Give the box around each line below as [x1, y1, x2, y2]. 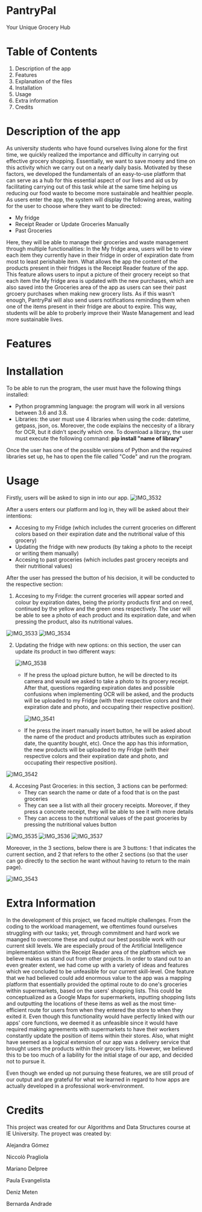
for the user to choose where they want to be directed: [6, 202, 142, 209]
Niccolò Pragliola [6, 1153, 49, 1161]
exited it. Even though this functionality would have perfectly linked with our [6, 1013, 195, 1020]
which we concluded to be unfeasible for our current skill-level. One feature [6, 968, 195, 975]
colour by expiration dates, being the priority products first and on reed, [14, 598, 194, 606]
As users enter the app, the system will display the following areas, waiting [6, 196, 192, 203]
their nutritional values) [14, 562, 73, 569]
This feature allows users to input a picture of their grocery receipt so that [6, 270, 190, 278]
